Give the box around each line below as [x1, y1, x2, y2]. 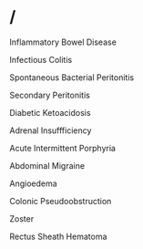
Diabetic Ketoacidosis [9, 107, 91, 118]
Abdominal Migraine [9, 160, 85, 171]
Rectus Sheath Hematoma [9, 231, 107, 242]
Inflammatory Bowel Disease [9, 36, 117, 47]
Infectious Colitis [9, 54, 73, 65]
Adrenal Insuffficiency [9, 125, 92, 136]
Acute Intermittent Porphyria [9, 142, 117, 153]
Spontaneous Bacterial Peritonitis [9, 71, 135, 83]
